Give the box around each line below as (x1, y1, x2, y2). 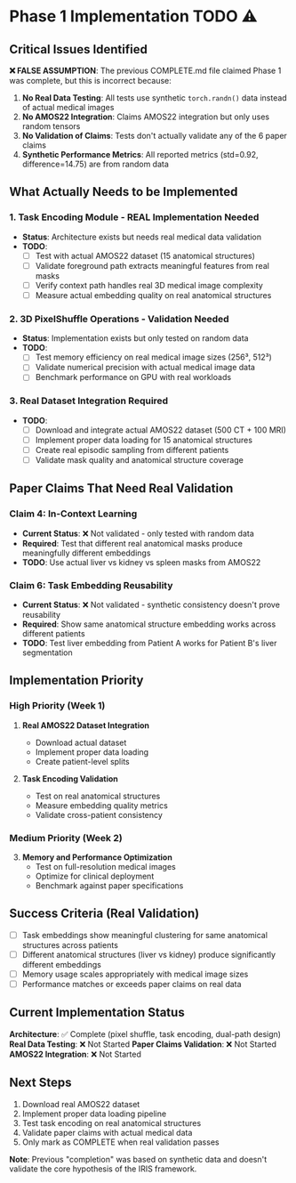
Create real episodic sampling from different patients (35, 444, 229, 455)
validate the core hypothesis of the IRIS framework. (9, 1163, 197, 1174)
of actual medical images (21, 102, 115, 112)
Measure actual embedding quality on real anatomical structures (35, 289, 272, 300)
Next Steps (9, 1075, 72, 1090)
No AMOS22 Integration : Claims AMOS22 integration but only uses (21, 111, 269, 122)
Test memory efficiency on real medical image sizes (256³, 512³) (35, 352, 273, 362)
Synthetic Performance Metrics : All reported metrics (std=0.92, (21, 150, 260, 159)
